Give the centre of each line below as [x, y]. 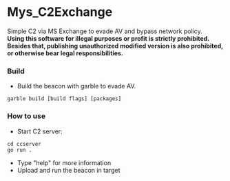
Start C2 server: [40, 131]
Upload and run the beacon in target [69, 170]
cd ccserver [24, 144]
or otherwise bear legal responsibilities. [65, 53]
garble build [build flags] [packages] [64, 99]
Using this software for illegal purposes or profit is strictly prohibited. [108, 38]
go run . [20, 150]
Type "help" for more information [64, 162]
